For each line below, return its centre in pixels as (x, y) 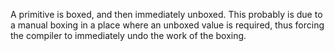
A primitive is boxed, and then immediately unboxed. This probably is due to (166, 14)
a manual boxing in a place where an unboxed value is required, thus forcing (167, 25)
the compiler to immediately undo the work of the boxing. (128, 35)
